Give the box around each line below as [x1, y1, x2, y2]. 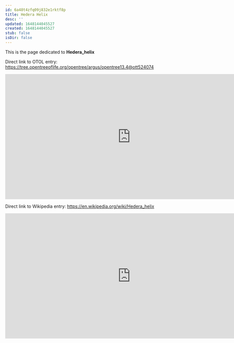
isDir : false [5, 36, 32, 41]
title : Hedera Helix [5, 12, 48, 17]
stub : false [5, 31, 30, 36]
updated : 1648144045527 [5, 21, 55, 27]
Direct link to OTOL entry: [5, 59, 57, 65]
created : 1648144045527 [5, 26, 55, 31]
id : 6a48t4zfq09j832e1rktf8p [5, 7, 66, 13]
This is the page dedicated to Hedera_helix [5, 49, 95, 55]
